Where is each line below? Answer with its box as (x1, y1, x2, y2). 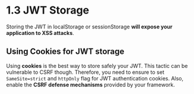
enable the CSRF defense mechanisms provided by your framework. (6, 81, 175, 88)
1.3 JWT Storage (6, 4, 90, 17)
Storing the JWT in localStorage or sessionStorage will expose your (6, 23, 173, 30)
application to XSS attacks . (6, 29, 74, 36)
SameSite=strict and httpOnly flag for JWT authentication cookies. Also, (6, 74, 184, 82)
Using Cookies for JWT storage (6, 47, 125, 57)
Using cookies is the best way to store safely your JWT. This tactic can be (6, 62, 188, 69)
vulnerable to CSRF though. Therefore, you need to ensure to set (6, 69, 164, 76)
